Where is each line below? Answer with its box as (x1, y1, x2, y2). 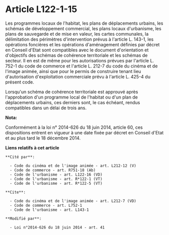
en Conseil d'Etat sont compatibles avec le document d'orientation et (5, 47, 149, 53)
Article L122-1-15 (5, 4, 77, 15)
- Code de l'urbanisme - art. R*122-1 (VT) (10, 176, 102, 182)
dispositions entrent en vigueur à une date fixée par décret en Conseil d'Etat (5, 129, 164, 135)
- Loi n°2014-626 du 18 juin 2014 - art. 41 (10, 225, 105, 230)
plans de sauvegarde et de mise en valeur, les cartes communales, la (5, 31, 149, 37)
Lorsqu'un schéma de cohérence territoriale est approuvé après (5, 89, 138, 95)
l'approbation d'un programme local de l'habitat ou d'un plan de (5, 94, 138, 100)
